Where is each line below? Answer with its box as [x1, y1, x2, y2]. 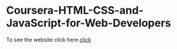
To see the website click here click [6, 36, 91, 43]
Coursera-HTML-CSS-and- [6, 4, 144, 17]
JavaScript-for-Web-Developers [6, 16, 172, 30]
